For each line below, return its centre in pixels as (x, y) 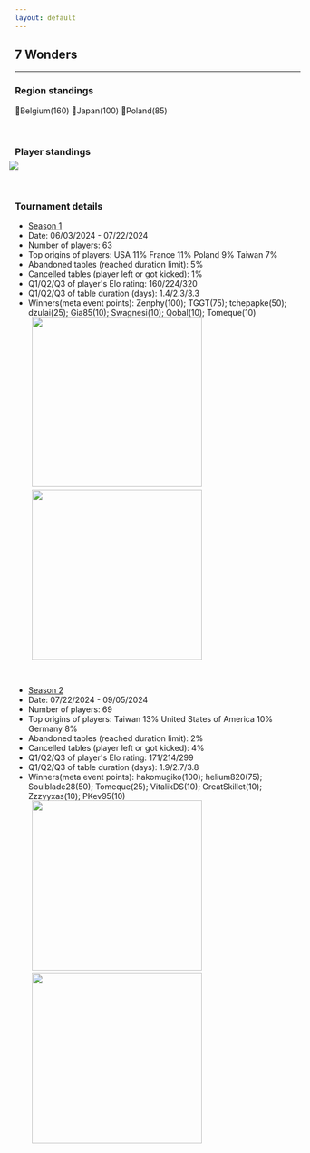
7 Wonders (46, 55)
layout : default (45, 18)
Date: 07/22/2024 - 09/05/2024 (88, 700)
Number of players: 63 (70, 245)
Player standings (53, 151)
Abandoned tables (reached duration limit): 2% (116, 738)
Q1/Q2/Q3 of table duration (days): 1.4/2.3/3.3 (114, 293)
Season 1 (45, 226)
